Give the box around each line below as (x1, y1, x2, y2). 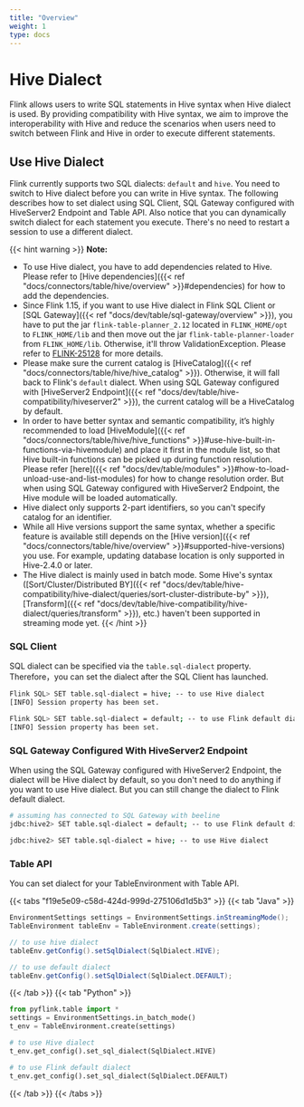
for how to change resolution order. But (137, 473, 284, 485)
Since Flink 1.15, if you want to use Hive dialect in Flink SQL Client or (22, 300, 276, 311)
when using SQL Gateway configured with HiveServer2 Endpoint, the (22, 483, 280, 494)
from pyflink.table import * (9, 1005, 119, 1015)
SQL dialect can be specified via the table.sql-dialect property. (9, 660, 252, 671)
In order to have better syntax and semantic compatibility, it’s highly (22, 416, 275, 427)
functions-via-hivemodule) (22, 445, 122, 456)
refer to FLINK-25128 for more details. (22, 348, 164, 359)
